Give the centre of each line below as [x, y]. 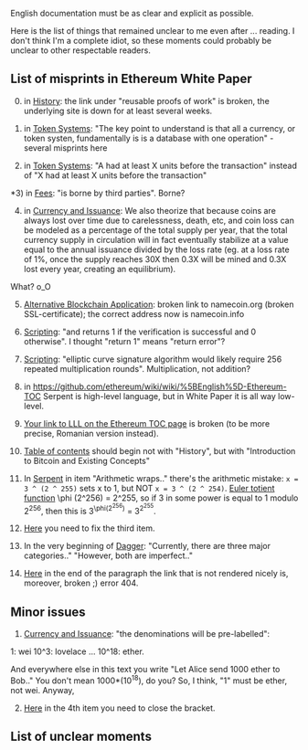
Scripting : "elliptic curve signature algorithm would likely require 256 [153, 359]
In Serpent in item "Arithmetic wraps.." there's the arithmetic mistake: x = [161, 478]
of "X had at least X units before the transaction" [115, 175]
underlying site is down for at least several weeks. [118, 111]
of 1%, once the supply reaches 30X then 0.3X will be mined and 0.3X [155, 259]
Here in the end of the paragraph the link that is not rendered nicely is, [156, 574]
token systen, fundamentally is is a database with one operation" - [149, 138]
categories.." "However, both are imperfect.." [108, 555]
